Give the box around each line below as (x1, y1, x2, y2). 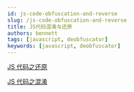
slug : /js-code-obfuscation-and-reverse (7, 17, 128, 24)
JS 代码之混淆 (7, 77, 48, 86)
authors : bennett (7, 29, 58, 37)
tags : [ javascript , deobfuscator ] (7, 36, 109, 43)
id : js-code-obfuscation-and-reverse (7, 10, 118, 17)
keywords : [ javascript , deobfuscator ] (7, 43, 121, 49)
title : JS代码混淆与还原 (7, 23, 72, 30)
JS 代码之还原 (7, 63, 48, 70)
